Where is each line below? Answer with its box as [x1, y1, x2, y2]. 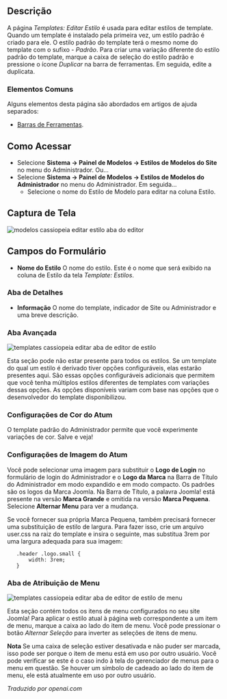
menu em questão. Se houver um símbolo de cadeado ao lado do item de [7, 664, 214, 672]
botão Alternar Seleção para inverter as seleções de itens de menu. [7, 629, 198, 637]
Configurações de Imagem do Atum [7, 450, 128, 459]
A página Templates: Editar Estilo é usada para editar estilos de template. [7, 23, 213, 31]
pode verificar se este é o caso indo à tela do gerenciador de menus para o [7, 657, 219, 665]
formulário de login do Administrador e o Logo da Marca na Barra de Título [7, 472, 218, 481]
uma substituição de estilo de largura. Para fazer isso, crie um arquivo [7, 522, 204, 531]
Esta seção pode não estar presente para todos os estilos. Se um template [7, 357, 217, 365]
